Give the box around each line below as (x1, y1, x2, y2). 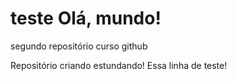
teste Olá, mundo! (10, 7, 162, 30)
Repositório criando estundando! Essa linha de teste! (10, 59, 228, 71)
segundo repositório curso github (10, 40, 148, 52)
